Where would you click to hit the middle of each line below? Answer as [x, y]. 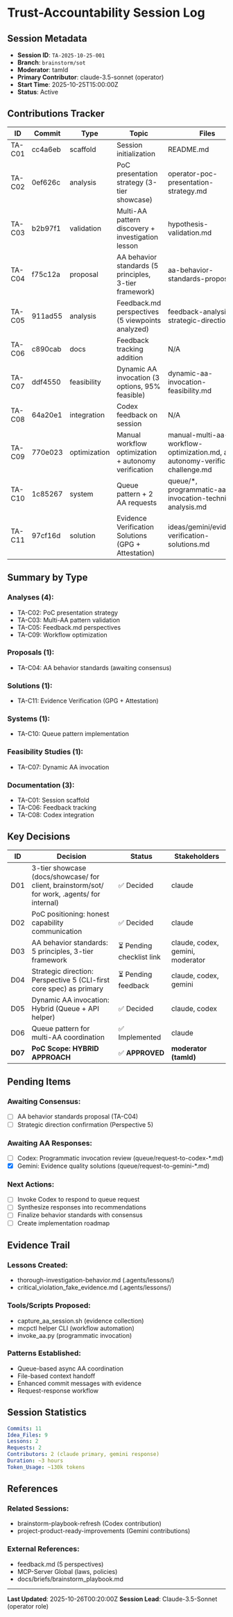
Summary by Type [48, 578]
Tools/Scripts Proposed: [49, 1305]
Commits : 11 [24, 1428]
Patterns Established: [44, 1353]
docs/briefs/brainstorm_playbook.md [70, 1579]
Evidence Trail [39, 1245]
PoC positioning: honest [70, 914]
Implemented [140, 1037]
